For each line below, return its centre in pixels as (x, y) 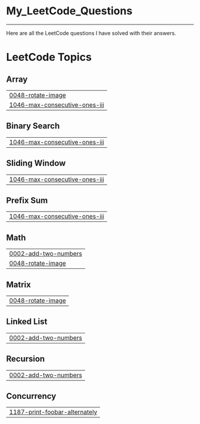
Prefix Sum (27, 200)
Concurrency (31, 396)
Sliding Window (36, 163)
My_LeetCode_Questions (69, 11)
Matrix (18, 284)
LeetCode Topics (49, 57)
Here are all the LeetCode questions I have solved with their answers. (91, 33)
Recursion (26, 359)
